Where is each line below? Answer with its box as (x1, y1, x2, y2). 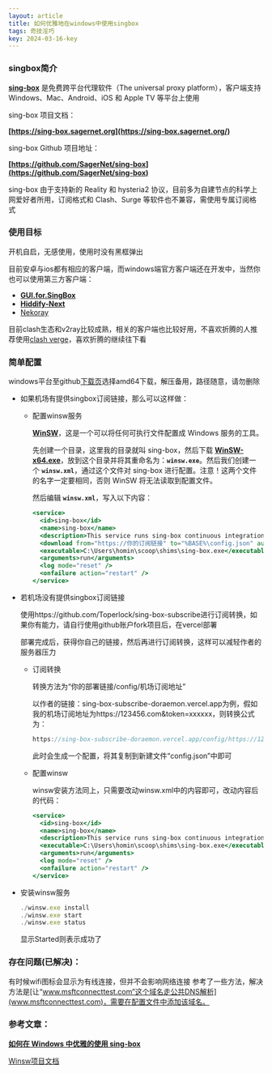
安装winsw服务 (19, 888, 70, 897)
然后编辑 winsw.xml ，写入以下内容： (32, 493, 152, 503)
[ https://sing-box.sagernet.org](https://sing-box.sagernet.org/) (8, 126, 231, 136)
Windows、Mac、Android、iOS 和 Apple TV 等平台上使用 (8, 92, 200, 102)
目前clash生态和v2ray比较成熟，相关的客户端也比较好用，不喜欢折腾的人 (8, 324, 251, 334)
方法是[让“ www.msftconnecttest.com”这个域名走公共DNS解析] (8, 986, 217, 996)
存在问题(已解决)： (8, 956, 82, 968)
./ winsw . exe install (19, 904, 90, 912)
